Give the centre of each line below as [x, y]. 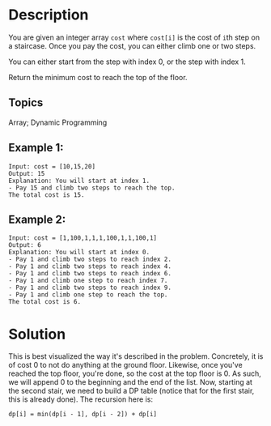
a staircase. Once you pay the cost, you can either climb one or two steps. [132, 45]
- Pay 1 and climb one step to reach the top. [88, 295]
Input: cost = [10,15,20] [52, 166]
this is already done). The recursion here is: [81, 399]
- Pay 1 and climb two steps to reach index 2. [90, 260]
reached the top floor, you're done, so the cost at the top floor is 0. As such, [135, 373]
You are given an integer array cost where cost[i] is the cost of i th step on [134, 37]
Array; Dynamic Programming [58, 122]
